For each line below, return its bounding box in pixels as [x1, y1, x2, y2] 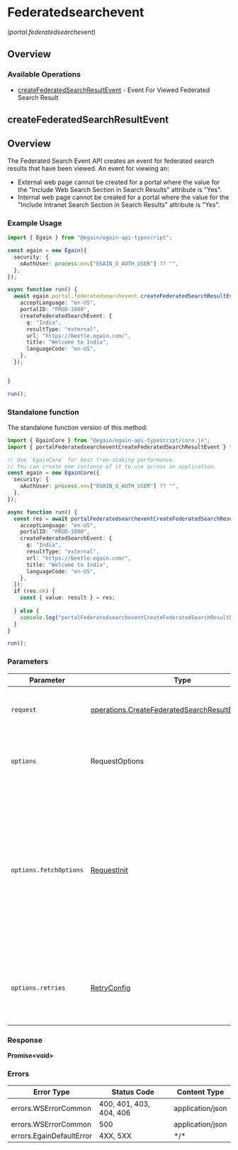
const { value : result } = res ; [20, 594, 115, 602]
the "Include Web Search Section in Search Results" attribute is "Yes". [17, 185, 222, 193]
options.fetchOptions [11, 866, 84, 874]
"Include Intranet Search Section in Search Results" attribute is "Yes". [17, 200, 220, 209]
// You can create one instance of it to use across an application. [7, 463, 217, 470]
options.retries [11, 983, 66, 992]
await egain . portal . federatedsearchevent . [13, 293, 141, 300]
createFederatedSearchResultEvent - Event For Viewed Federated [17, 86, 210, 94]
